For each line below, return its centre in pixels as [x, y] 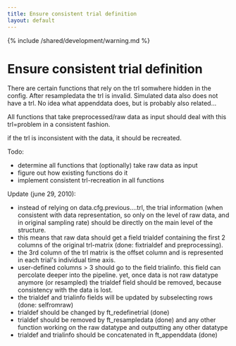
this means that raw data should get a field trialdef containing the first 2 [121, 237]
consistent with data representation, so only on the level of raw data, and [123, 215]
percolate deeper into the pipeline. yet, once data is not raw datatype [118, 275]
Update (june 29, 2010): [42, 194]
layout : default [31, 20]
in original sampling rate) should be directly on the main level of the [115, 223]
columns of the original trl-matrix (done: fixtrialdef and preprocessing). [120, 245]
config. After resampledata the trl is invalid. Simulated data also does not [113, 96]
